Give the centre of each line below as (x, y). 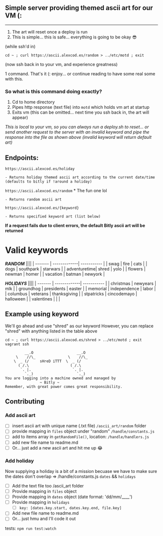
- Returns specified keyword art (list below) (53, 216)
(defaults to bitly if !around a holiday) (49, 182)
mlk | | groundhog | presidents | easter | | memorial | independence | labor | (81, 288)
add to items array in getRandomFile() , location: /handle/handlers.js (81, 437)
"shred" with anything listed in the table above (51, 331)
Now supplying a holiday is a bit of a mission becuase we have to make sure (81, 471)
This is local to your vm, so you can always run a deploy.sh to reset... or (77, 127)
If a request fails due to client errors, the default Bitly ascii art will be (75, 225)
